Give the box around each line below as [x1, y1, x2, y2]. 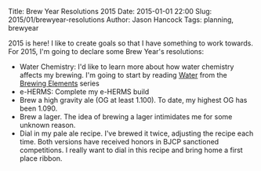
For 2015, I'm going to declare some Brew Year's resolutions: [8, 47, 205, 56]
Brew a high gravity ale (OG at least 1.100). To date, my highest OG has [19, 96, 248, 104]
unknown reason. [19, 121, 76, 129]
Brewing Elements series [19, 78, 100, 88]
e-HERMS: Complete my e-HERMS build [19, 87, 150, 96]
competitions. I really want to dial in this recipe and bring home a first [19, 145, 243, 155]
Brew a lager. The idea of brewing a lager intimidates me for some [19, 112, 233, 121]
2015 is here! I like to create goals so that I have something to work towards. [8, 38, 253, 48]
